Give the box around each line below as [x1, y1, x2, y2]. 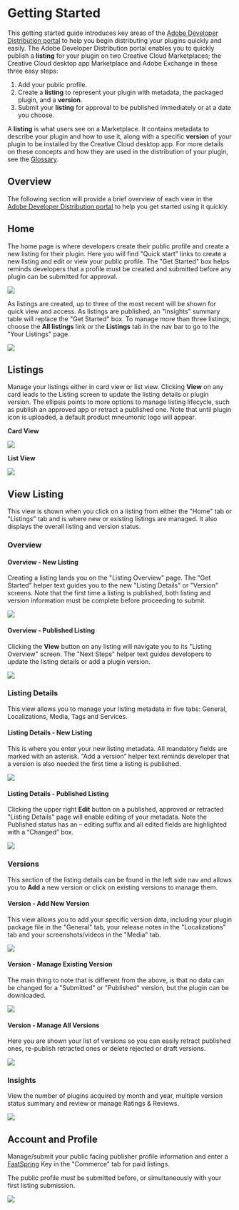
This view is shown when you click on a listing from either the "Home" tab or [7, 507, 233, 515]
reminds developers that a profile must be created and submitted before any [7, 264, 232, 273]
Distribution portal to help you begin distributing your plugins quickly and [7, 36, 222, 44]
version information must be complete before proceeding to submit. [7, 596, 207, 605]
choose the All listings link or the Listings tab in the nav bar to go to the [7, 322, 220, 331]
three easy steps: [7, 66, 59, 75]
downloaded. [7, 991, 46, 999]
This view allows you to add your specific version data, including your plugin [7, 915, 232, 924]
